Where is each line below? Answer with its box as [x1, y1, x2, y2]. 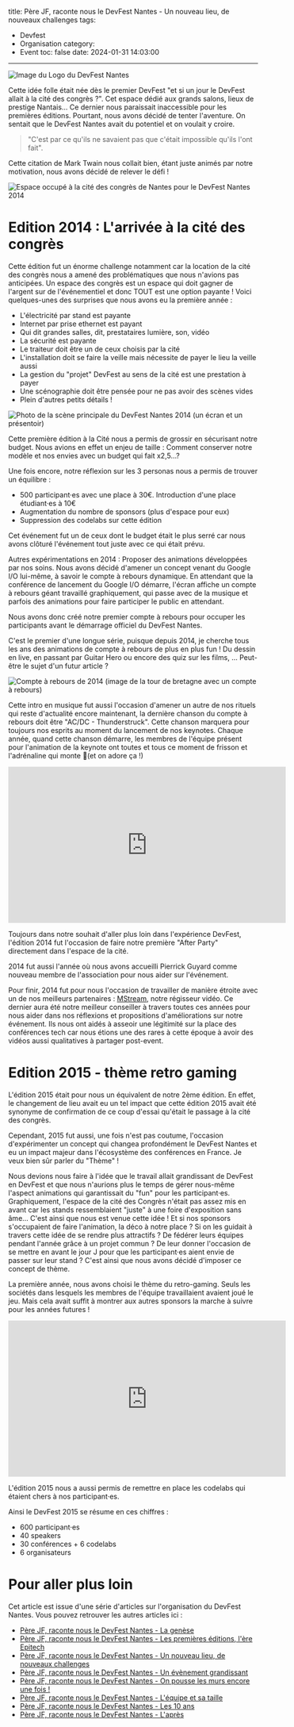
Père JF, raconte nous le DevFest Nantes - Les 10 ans [19, 1701, 195, 1710]
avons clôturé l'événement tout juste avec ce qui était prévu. [8, 539, 205, 548]
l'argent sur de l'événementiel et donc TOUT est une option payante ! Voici [8, 286, 252, 296]
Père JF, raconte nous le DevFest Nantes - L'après [19, 1710, 185, 1719]
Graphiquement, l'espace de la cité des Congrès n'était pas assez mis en [8, 1196, 246, 1206]
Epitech [19, 1642, 45, 1652]
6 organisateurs [19, 1547, 71, 1557]
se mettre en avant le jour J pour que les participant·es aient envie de [8, 1247, 235, 1257]
